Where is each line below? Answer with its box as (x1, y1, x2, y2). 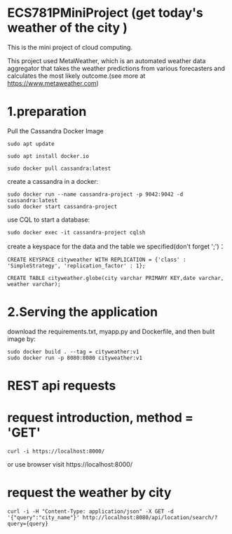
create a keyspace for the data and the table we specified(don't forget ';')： (7, 242, 226, 251)
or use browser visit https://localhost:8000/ (7, 460, 133, 468)
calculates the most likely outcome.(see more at (7, 72, 146, 80)
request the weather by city (7, 485, 172, 501)
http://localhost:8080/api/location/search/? (82, 514, 218, 521)
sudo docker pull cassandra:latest (7, 165, 111, 172)
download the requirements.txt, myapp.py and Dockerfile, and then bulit (7, 327, 215, 335)
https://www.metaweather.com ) (7, 79, 100, 87)
